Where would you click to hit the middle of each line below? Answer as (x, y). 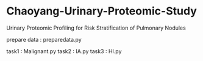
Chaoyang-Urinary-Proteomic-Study (101, 11)
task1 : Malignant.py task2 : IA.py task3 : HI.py (64, 51)
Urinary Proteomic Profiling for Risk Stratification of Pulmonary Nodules (96, 28)
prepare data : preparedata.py (44, 39)
